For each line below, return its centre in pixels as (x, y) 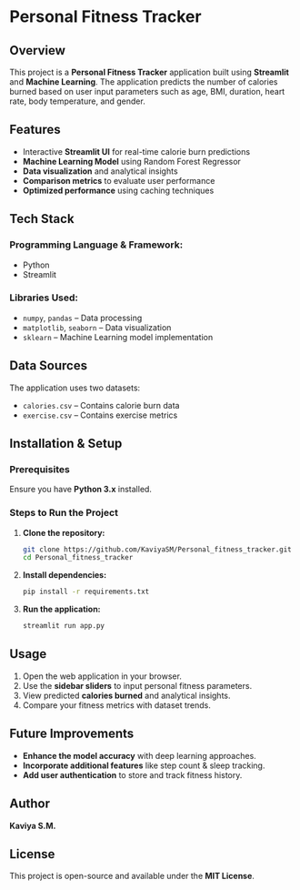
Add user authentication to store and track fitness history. (132, 774)
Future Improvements (72, 734)
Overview (38, 51)
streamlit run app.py (63, 626)
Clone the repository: (64, 532)
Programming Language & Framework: (96, 245)
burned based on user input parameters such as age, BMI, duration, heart (147, 91)
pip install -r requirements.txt (86, 592)
